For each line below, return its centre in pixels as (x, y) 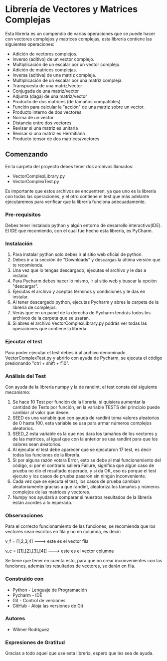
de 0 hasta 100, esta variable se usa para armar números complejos (82, 423)
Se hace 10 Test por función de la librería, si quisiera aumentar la (79, 402)
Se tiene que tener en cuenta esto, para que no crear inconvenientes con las (84, 561)
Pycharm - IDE (27, 595)
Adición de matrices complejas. (45, 70)
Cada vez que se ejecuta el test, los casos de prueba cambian (76, 481)
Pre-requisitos (23, 215)
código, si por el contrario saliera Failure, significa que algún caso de (83, 465)
